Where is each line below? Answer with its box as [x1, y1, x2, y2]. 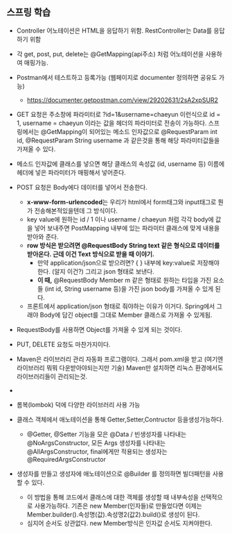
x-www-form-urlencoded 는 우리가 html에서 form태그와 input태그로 [26, 197, 217, 206]
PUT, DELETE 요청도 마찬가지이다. [16, 340, 111, 349]
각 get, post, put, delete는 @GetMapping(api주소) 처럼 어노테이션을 [16, 49, 204, 58]
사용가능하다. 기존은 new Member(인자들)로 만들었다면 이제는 [34, 501, 202, 510]
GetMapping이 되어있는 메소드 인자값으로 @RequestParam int [46, 127, 217, 135]
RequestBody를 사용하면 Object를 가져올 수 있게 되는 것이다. [16, 325, 183, 333]
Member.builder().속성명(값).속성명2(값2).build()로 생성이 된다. [26, 510, 200, 519]
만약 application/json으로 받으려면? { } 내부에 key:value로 [37, 258, 196, 267]
